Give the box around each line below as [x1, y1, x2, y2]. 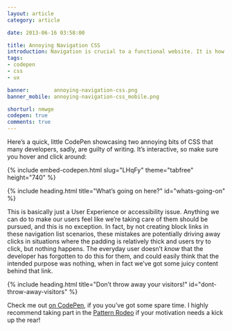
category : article [7, 17, 60, 24]
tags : [7, 55, 23, 62]
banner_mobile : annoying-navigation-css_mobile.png [7, 93, 159, 100]
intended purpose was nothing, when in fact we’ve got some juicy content [7, 259, 218, 268]
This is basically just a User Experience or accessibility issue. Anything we [7, 208, 220, 216]
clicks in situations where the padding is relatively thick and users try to [7, 237, 211, 245]
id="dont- [188, 280, 217, 289]
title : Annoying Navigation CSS [7, 42, 100, 49]
